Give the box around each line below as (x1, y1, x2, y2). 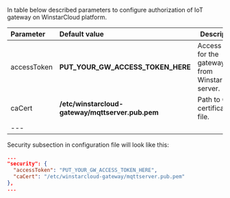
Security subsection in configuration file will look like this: (7, 140, 169, 149)
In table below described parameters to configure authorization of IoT (7, 6, 203, 14)
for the (197, 49, 219, 59)
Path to (197, 95, 220, 104)
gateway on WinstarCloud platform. (7, 13, 107, 21)
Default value (59, 29, 104, 38)
